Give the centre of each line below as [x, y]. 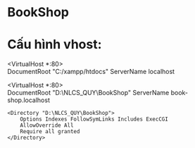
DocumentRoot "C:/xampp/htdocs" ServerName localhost [91, 72]
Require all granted [50, 132]
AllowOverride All [47, 125]
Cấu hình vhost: [55, 45]
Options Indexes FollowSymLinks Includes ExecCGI [94, 119]
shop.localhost [29, 100]
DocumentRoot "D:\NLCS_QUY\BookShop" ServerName [88, 93]
